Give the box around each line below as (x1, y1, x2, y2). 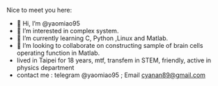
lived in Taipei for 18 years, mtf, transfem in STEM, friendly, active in (16, 56, 212, 64)
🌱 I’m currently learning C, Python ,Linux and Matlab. (16, 34, 169, 42)
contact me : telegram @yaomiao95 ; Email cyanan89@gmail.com (16, 71, 206, 79)
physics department (16, 64, 75, 71)
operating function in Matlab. (16, 49, 100, 57)
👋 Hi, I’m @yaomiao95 (16, 19, 81, 27)
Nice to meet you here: (6, 6, 72, 14)
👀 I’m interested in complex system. (16, 27, 119, 35)
